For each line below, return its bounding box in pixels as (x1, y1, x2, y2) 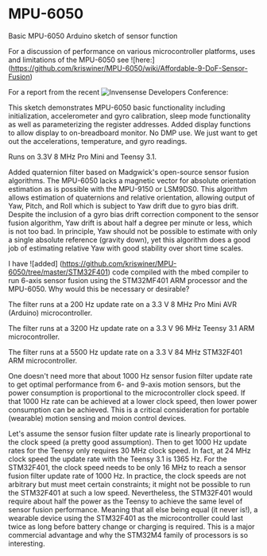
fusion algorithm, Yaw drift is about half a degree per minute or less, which (8, 218, 253, 227)
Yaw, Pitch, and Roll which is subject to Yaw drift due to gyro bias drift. (8, 200, 239, 211)
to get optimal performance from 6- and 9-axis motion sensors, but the (8, 379, 241, 389)
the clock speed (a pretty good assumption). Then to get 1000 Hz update (8, 437, 248, 446)
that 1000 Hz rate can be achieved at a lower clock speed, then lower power (8, 396, 257, 406)
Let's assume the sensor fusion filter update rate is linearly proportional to (8, 429, 251, 438)
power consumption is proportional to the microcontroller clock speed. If (8, 387, 246, 398)
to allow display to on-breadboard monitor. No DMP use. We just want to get (8, 128, 258, 138)
